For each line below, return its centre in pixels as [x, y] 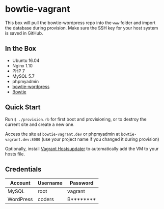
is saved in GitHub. [24, 33]
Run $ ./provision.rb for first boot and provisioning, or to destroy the [76, 119]
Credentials [23, 169]
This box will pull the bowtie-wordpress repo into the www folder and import [80, 23]
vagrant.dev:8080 [23, 139]
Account [20, 183]
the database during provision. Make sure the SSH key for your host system [82, 28]
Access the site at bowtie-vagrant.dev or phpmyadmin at [63, 134]
